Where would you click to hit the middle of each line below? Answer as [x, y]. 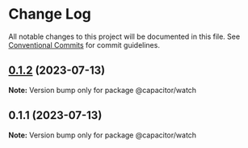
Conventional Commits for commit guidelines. [84, 44]
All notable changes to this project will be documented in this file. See [124, 36]
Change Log [50, 14]
